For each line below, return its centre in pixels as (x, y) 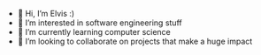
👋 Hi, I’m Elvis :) (46, 14)
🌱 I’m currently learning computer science (94, 32)
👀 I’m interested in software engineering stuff (100, 23)
